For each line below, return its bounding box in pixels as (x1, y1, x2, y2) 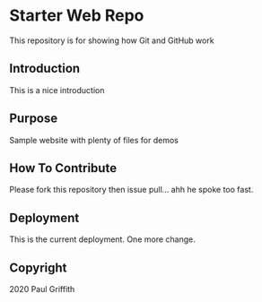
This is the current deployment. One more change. (9, 234, 196, 245)
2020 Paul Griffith (9, 284, 75, 294)
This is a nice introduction (9, 84, 105, 95)
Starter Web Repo (9, 5, 144, 26)
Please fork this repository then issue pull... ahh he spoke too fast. (9, 185, 254, 195)
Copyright (9, 260, 67, 275)
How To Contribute (9, 160, 118, 176)
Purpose (9, 111, 58, 126)
